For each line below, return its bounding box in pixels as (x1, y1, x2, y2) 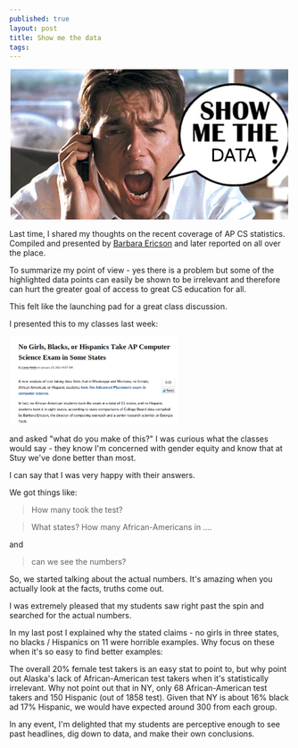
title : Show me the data (9, 33, 102, 42)
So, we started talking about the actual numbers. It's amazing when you (9, 574, 273, 584)
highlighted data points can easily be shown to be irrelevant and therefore (9, 274, 281, 285)
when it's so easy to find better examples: (9, 646, 163, 657)
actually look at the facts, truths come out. (9, 584, 165, 594)
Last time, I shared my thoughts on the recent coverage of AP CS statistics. (9, 229, 286, 240)
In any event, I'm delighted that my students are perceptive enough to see (9, 719, 281, 730)
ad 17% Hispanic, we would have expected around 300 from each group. (9, 702, 277, 712)
